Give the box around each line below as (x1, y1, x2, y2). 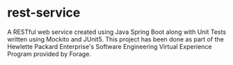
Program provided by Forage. (7, 50, 92, 58)
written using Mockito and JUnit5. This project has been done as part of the (7, 35, 224, 43)
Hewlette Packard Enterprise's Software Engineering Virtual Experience (7, 42, 212, 50)
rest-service (7, 5, 81, 21)
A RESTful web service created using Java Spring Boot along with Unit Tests (7, 28, 227, 36)
